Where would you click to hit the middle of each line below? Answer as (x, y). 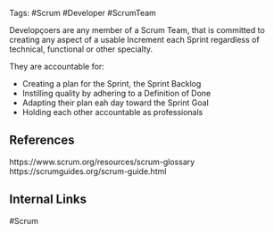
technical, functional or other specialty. (81, 49)
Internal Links (48, 200)
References (42, 141)
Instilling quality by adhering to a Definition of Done (116, 93)
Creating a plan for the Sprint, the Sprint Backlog (112, 83)
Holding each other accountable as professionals (112, 112)
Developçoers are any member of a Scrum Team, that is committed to (137, 30)
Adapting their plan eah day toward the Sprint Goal (116, 103)
